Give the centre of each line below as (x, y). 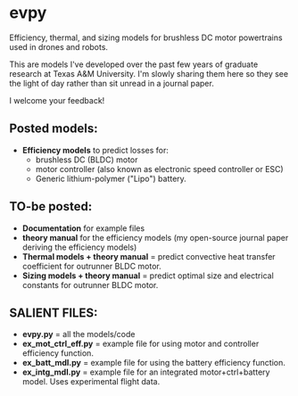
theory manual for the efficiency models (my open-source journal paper (155, 237)
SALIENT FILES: (54, 313)
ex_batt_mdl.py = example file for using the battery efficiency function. (153, 363)
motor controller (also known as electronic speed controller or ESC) (159, 169)
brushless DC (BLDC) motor (87, 160)
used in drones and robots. (59, 46)
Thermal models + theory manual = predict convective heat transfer (149, 256)
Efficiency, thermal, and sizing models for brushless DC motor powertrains (146, 37)
